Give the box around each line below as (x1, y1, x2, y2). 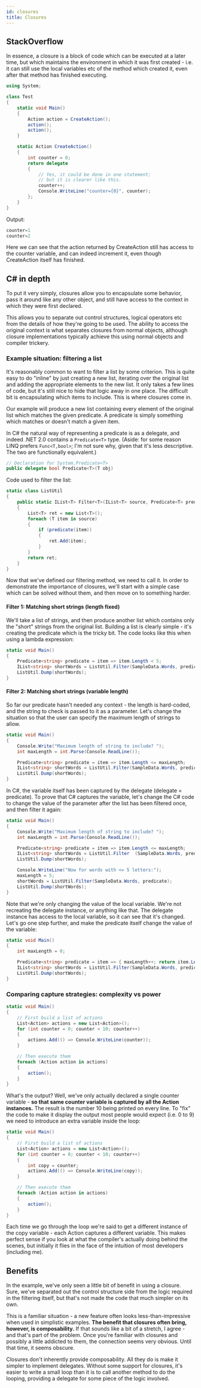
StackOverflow (6, 37, 64, 47)
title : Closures (6, 14, 47, 20)
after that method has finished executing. (6, 71, 108, 78)
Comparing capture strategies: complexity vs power (6, 990, 162, 998)
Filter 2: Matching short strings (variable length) (6, 688, 129, 695)
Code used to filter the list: (6, 477, 72, 484)
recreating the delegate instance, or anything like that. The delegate (6, 907, 173, 914)
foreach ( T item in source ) (28, 516, 98, 522)
